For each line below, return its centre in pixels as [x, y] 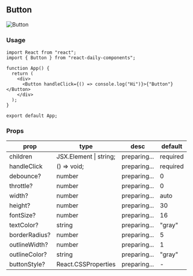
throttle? [21, 186]
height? [20, 205]
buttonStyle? [27, 265]
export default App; [32, 116]
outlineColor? [28, 254]
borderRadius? [30, 235]
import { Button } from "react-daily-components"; [71, 58]
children [21, 157]
